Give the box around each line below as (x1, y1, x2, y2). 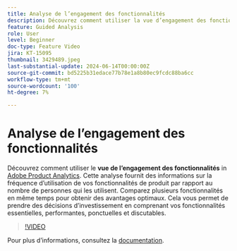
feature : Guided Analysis (7, 23, 83, 30)
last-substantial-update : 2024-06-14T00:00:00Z (7, 63, 150, 70)
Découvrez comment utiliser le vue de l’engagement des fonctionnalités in (7, 164, 227, 173)
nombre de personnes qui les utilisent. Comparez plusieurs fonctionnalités (7, 186, 224, 195)
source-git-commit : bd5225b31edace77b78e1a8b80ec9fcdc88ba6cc (7, 69, 194, 76)
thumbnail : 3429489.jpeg (7, 56, 80, 63)
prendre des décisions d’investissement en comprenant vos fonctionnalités (7, 202, 226, 210)
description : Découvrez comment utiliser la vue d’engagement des (7, 17, 207, 24)
